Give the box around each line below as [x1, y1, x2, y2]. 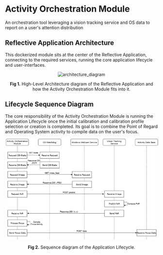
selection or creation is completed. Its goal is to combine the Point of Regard [5, 123, 158, 129]
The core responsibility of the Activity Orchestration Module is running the [5, 113, 154, 119]
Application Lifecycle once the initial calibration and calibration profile [5, 118, 145, 124]
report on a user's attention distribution [5, 24, 83, 30]
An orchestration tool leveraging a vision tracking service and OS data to [5, 19, 150, 25]
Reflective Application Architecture [5, 39, 114, 47]
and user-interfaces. [5, 62, 46, 68]
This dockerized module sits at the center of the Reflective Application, [5, 52, 147, 57]
